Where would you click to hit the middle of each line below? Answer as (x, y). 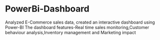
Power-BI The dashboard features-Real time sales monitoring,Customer (77, 27)
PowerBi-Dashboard (47, 9)
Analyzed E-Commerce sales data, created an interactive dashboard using (80, 22)
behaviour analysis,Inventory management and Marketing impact (70, 32)
